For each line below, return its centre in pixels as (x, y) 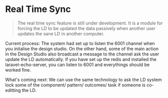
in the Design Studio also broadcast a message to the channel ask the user (82, 54)
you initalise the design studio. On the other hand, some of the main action (82, 48)
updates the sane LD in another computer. (61, 33)
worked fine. (18, 70)
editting (13, 90)
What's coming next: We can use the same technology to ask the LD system (83, 79)
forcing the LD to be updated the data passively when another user (86, 28)
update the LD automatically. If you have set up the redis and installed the (81, 59)
